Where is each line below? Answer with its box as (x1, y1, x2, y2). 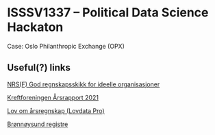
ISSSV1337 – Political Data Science (7, 5, 209, 21)
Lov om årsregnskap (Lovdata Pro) (7, 106, 105, 114)
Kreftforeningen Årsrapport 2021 (7, 93, 99, 101)
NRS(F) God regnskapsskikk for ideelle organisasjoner (7, 80, 160, 88)
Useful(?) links (7, 62, 71, 73)
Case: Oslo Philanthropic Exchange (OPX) (7, 42, 125, 50)
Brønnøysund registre (7, 120, 68, 128)
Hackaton (7, 19, 64, 35)
